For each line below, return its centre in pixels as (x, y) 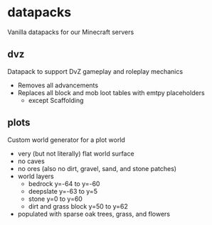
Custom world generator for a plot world (67, 140)
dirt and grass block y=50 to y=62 (78, 206)
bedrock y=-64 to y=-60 (64, 183)
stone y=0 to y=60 (55, 199)
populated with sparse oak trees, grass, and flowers (94, 214)
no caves (31, 161)
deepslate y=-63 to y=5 (63, 191)
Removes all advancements (58, 85)
